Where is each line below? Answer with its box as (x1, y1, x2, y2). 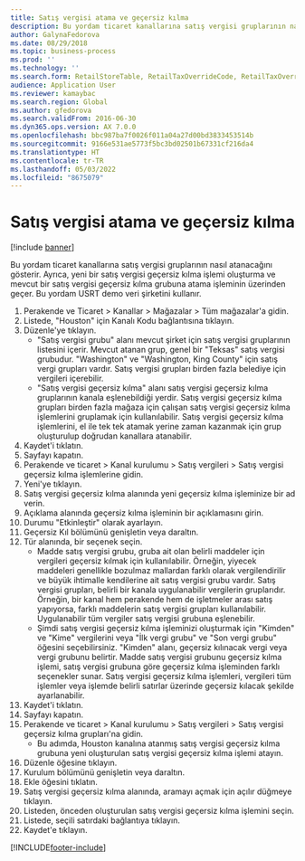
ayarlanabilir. (36, 690, 85, 701)
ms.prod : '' (10, 55, 55, 64)
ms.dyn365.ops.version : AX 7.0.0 (10, 123, 137, 132)
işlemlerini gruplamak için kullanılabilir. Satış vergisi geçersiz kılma (36, 412, 284, 422)
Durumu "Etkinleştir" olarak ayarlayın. (23, 517, 164, 528)
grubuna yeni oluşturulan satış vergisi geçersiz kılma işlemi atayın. (36, 748, 284, 759)
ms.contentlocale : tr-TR (10, 156, 104, 166)
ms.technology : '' (10, 64, 80, 73)
